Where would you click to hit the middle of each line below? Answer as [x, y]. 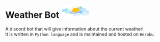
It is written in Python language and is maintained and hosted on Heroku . [80, 34]
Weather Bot [32, 15]
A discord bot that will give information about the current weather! [74, 29]
